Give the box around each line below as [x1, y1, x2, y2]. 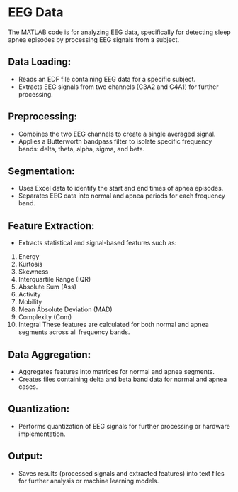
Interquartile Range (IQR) [18, 275, 91, 284]
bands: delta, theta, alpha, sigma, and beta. [18, 144, 145, 153]
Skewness [18, 267, 49, 276]
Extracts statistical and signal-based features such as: [18, 239, 177, 247]
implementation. [18, 429, 66, 438]
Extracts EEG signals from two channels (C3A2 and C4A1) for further [18, 82, 219, 91]
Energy [18, 252, 40, 261]
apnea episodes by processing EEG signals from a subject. [8, 35, 180, 43]
